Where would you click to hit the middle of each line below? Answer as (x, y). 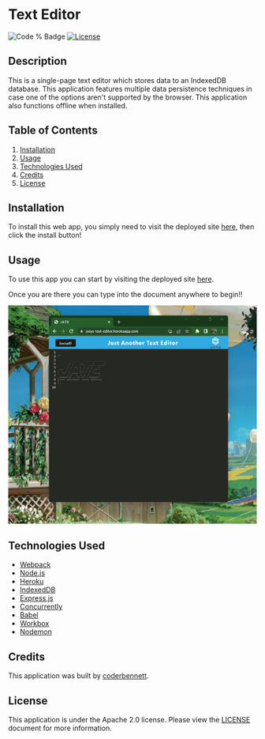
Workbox (34, 624)
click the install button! (45, 236)
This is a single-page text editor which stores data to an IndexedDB (117, 80)
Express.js (36, 598)
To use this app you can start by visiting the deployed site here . (111, 279)
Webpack (35, 565)
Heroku (32, 582)
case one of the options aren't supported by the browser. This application (128, 97)
